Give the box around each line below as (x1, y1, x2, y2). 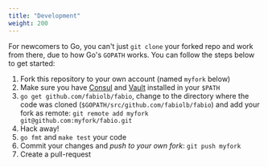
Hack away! (19, 124, 60, 133)
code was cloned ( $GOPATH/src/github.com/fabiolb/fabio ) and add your (19, 100, 260, 109)
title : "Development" (8, 11, 81, 20)
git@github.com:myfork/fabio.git (19, 116, 133, 124)
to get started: (8, 58, 56, 68)
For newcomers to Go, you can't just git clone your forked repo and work (8, 41, 254, 51)
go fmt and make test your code (19, 132, 127, 141)
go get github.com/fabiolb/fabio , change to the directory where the (19, 91, 249, 100)
